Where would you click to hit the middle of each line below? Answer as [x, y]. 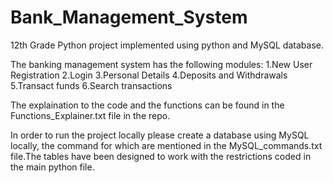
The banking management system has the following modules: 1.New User [161, 64]
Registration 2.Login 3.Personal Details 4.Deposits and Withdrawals [149, 75]
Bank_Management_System [129, 17]
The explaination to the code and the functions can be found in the [147, 105]
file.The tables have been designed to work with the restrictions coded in [161, 156]
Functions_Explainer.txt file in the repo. [90, 115]
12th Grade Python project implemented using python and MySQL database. [167, 45]
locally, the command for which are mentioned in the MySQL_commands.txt [166, 145]
